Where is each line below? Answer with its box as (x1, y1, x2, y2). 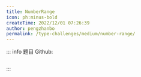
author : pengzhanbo (6, 25, 55, 32)
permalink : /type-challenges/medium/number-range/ (6, 31, 136, 37)
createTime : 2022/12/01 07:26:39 (6, 20, 90, 26)
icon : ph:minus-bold (6, 14, 58, 20)
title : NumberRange (6, 8, 55, 15)
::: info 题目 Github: (6, 48, 53, 56)
